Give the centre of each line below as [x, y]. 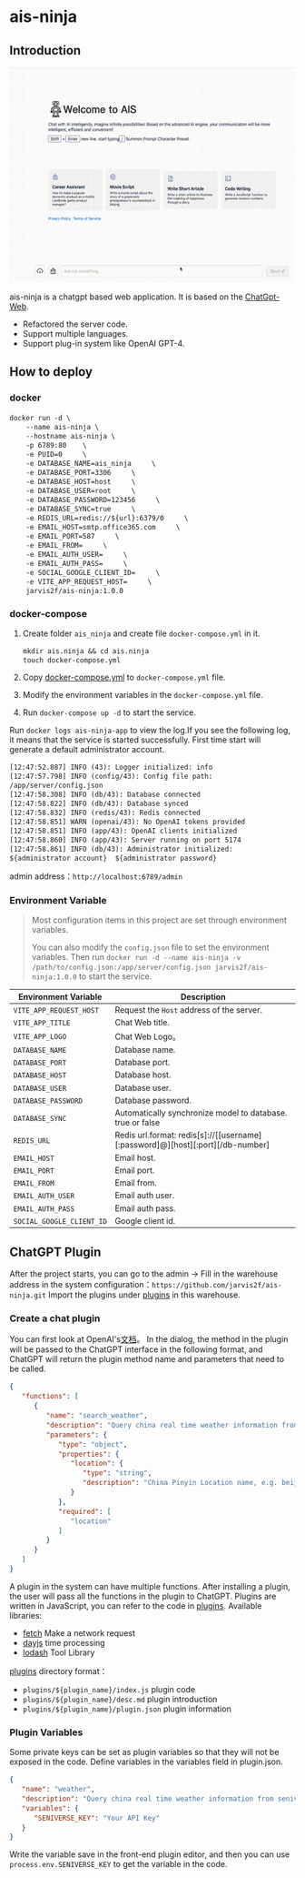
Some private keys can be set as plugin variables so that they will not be [144, 1752]
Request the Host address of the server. [189, 1010]
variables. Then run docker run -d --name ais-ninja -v [136, 957]
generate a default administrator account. [87, 749]
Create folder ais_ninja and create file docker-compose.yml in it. [141, 633]
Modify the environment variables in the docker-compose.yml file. [143, 694]
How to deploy [51, 372]
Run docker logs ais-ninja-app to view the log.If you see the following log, [150, 730]
